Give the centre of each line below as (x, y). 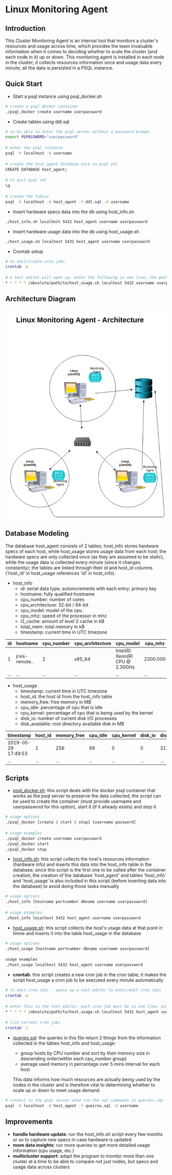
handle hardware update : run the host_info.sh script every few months (88, 1134)
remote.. (25, 662)
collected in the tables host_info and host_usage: (64, 1043)
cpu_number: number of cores (52, 599)
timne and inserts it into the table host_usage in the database (77, 933)
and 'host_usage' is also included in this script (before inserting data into (89, 881)
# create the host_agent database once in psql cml (61, 164)
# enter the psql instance (34, 148)
